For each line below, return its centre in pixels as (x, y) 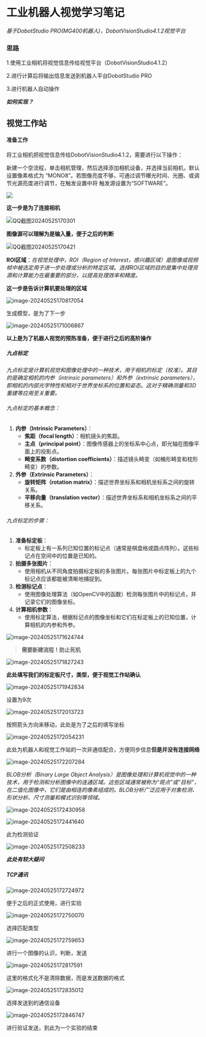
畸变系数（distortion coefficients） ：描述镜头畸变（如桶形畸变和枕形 (111, 459)
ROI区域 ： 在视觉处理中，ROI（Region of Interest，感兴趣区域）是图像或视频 (102, 260)
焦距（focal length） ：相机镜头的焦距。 (74, 436)
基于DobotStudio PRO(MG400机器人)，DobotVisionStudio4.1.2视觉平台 (96, 31)
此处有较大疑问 (25, 860)
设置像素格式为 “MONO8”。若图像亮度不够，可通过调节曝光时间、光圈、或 (100, 175)
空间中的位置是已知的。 (70, 556)
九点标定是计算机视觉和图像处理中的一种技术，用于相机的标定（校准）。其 (99, 370)
